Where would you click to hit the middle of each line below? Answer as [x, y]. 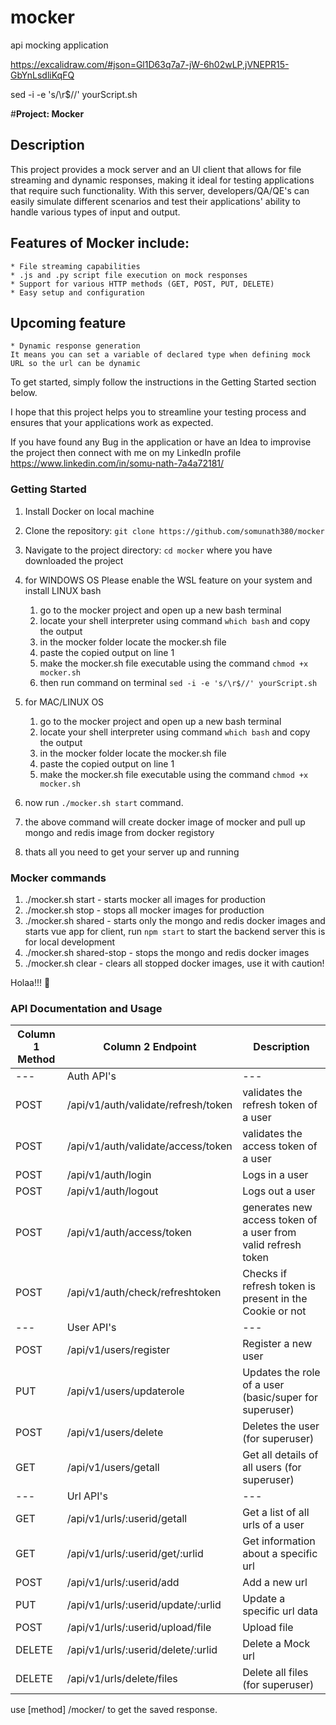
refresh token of [280, 1105]
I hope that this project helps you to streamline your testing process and [158, 412]
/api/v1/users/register [118, 1350]
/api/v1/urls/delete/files [122, 1679]
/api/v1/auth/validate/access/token [149, 1146]
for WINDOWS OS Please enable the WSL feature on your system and [168, 580]
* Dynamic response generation [75, 346]
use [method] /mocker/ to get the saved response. [114, 1710]
